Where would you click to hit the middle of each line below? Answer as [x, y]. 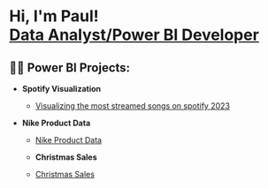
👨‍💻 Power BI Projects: [70, 68]
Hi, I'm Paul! [54, 16]
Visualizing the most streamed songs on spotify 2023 [132, 106]
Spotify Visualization [61, 89]
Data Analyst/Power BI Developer [134, 35]
